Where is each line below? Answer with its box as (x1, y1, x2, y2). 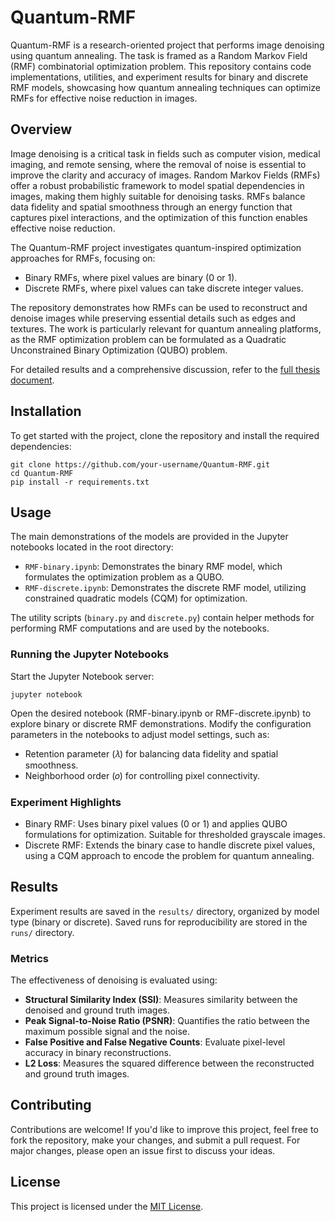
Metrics (10, 951, 49, 965)
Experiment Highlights (10, 795, 122, 809)
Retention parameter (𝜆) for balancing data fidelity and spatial (24, 747, 279, 760)
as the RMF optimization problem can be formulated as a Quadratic (10, 333, 287, 345)
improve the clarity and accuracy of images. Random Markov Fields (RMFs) (10, 169, 321, 181)
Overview (10, 121, 73, 138)
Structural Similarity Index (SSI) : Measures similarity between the (24, 994, 298, 1006)
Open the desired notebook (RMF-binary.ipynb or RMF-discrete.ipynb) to (10, 707, 312, 719)
